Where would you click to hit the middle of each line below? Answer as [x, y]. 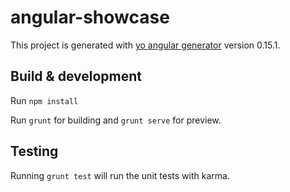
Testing [34, 151]
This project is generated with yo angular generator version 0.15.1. [145, 45]
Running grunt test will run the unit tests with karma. [120, 175]
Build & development [76, 76]
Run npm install [44, 100]
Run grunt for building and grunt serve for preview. [116, 120]
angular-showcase [90, 17]
